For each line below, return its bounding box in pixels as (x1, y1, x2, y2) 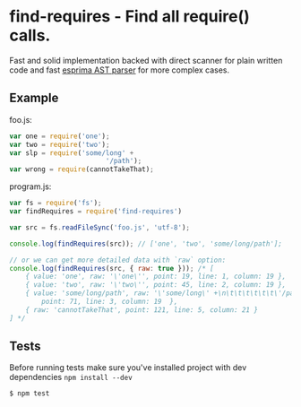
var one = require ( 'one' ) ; (9, 132, 110, 141)
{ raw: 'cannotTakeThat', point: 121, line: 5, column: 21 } (25, 305, 258, 315)
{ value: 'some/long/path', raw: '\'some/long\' (25, 289, 211, 298)
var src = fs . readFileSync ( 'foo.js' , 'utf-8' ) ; (9, 222, 191, 232)
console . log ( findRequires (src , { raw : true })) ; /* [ (9, 264, 215, 273)
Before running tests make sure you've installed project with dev (9, 362, 247, 373)
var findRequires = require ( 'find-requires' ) (9, 207, 182, 216)
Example (9, 91, 59, 106)
